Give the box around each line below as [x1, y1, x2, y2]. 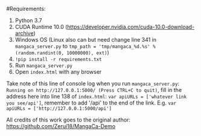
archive [14, 30, 34, 37]
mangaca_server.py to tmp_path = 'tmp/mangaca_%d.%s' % [14, 42, 156, 50]
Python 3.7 [14, 17, 42, 24]
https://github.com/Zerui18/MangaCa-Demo [6, 123, 116, 129]
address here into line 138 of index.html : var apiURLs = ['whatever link [6, 93, 187, 100]
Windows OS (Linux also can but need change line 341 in [14, 36, 157, 43]
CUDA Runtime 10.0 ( [14, 24, 68, 30]
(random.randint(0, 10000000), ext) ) [14, 49, 110, 56]
